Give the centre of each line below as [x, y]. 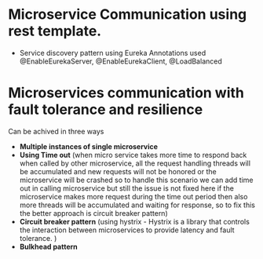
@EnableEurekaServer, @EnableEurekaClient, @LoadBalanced [121, 61]
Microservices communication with [126, 93]
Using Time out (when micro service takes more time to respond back [133, 155]
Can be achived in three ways [56, 131]
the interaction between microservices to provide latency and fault [127, 230]
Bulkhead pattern [49, 246]
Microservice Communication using [128, 15]
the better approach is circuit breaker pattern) [93, 213]
